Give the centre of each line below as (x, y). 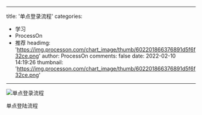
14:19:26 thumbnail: (39, 62)
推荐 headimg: (33, 43)
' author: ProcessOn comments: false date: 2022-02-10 (107, 56)
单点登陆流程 (22, 106)
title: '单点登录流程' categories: (44, 16)
